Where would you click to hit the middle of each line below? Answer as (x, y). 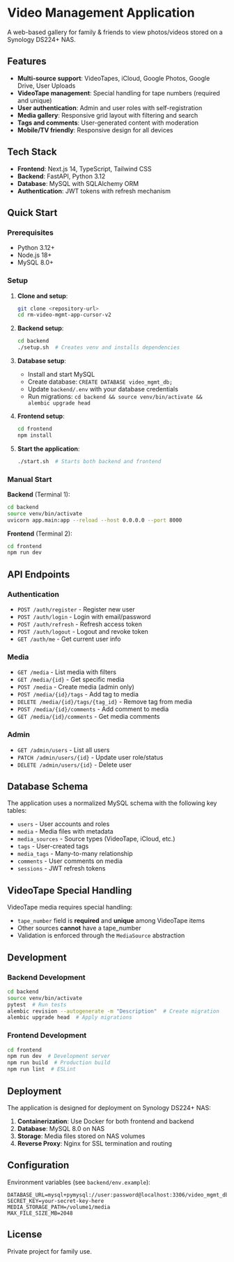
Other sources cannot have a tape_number (79, 928)
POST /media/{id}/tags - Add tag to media (78, 694)
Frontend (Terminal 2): (40, 533)
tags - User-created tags (53, 846)
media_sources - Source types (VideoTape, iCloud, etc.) (96, 839)
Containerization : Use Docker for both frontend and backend (106, 1121)
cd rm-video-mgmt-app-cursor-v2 (64, 315)
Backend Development (46, 977)
